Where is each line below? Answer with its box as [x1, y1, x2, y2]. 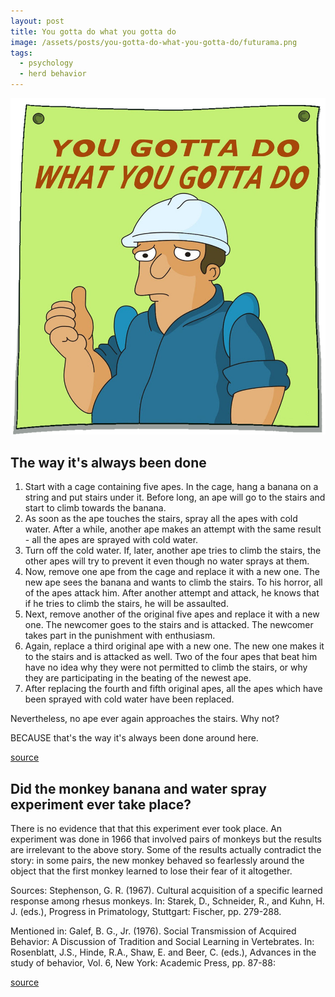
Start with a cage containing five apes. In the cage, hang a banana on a [24, 481, 319, 493]
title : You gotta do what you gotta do [10, 26, 177, 37]
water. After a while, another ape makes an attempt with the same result [24, 523, 322, 535]
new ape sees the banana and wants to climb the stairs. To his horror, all [24, 576, 323, 589]
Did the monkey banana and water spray [10, 780, 267, 797]
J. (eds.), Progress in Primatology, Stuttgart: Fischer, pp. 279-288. [10, 905, 282, 917]
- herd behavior [19, 69, 87, 79]
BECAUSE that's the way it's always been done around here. [10, 732, 259, 744]
